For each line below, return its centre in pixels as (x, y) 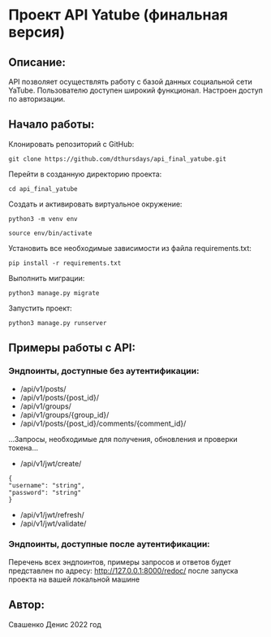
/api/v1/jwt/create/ (51, 463)
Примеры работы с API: (72, 348)
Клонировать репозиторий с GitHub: (71, 144)
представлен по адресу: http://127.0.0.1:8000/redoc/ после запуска (123, 570)
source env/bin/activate (50, 233)
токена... (24, 448)
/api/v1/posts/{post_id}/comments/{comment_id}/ (103, 423)
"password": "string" (45, 492)
